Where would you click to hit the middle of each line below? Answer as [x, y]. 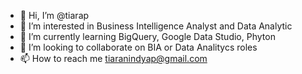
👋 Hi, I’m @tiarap [54, 15]
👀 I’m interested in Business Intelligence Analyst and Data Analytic [156, 26]
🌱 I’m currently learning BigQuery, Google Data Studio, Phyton [147, 36]
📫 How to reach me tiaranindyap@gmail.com [113, 58]
